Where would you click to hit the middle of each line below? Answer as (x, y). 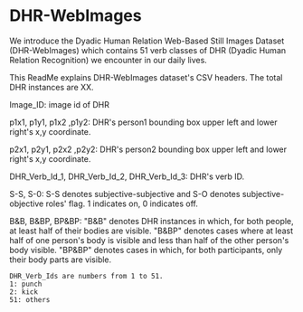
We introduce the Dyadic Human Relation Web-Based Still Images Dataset (147, 41)
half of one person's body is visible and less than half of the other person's (149, 240)
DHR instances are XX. (52, 87)
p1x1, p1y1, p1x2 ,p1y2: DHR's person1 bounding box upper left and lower (143, 122)
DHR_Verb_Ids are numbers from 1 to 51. (87, 276)
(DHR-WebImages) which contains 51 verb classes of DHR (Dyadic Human (148, 50)
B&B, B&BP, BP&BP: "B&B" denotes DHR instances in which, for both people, (151, 221)
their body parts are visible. (61, 260)
